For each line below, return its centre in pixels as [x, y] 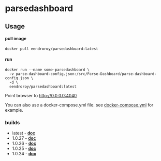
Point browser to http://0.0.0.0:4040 [41, 95]
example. [14, 110]
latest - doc [23, 133]
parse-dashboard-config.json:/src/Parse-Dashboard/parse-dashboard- [86, 74]
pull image [16, 39]
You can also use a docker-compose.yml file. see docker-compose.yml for [79, 105]
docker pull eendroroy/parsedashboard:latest [51, 49]
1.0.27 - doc [24, 138]
